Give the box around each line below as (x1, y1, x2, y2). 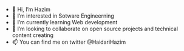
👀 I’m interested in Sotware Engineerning (12, 12, 114, 19)
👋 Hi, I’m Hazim (12, 6, 50, 13)
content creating (12, 32, 53, 39)
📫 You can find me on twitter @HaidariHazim (12, 38, 126, 46)
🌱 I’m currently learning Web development (12, 19, 118, 25)
